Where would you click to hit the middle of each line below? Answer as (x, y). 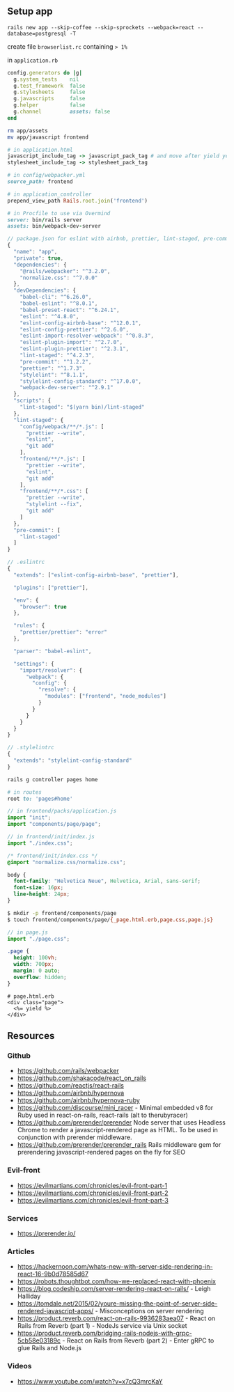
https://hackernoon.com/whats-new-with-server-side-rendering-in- (115, 1267)
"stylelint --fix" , (54, 504)
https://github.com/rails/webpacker (68, 1071)
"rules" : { (29, 626)
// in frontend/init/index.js (51, 837)
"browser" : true (44, 607)
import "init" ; (29, 818)
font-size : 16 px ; (39, 888)
